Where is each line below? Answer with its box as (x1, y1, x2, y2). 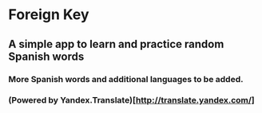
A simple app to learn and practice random (8, 37, 224, 51)
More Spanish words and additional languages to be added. (8, 73, 244, 84)
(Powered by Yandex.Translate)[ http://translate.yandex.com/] (8, 95, 255, 106)
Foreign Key (8, 6, 89, 24)
